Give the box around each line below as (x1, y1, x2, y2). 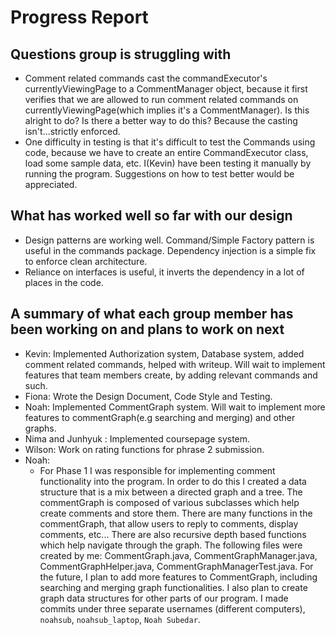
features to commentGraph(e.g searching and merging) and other (24, 411, 296, 423)
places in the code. (24, 276, 104, 288)
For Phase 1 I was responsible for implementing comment (39, 464, 276, 476)
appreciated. (24, 179, 78, 190)
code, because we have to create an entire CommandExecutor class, (24, 147, 309, 158)
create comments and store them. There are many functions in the (39, 507, 313, 519)
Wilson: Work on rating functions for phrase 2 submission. (24, 443, 265, 455)
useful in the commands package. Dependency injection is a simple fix (24, 244, 317, 256)
